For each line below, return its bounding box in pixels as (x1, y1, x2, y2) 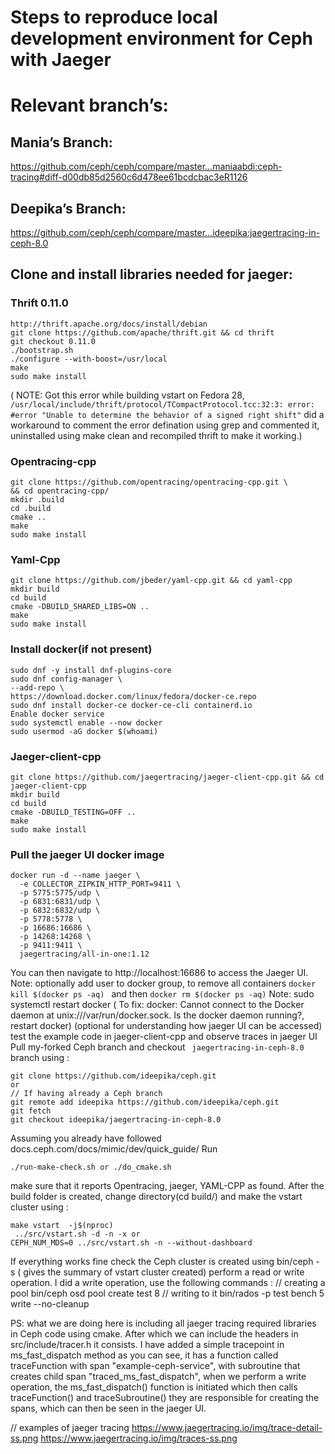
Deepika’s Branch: (10, 200, 127, 217)
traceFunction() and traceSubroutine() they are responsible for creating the (10, 1392, 320, 1404)
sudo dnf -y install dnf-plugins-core (10, 665, 172, 675)
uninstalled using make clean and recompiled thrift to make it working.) (10, 429, 303, 441)
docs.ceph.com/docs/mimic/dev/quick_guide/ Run (10, 1143, 218, 1155)
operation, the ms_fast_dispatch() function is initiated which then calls (10, 1381, 298, 1393)
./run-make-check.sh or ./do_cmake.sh (10, 1162, 172, 1173)
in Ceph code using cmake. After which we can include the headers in (10, 1328, 299, 1340)
